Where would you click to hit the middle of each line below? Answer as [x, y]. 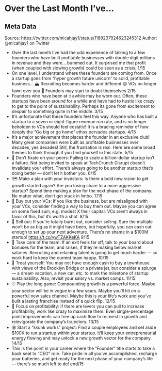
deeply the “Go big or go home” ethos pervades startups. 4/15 [74, 132]
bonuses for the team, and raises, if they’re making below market [76, 247]
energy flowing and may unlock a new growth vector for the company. [82, 338]
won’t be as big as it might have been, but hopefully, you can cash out [81, 227]
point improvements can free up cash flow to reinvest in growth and [79, 316]
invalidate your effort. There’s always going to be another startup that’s [82, 168]
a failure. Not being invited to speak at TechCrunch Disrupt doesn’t [78, 163]
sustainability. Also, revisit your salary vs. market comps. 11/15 [73, 278]
